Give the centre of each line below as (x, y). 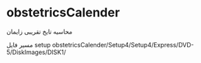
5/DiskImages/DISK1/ (36, 52)
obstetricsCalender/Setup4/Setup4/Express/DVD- (123, 45)
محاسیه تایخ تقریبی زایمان (40, 32)
